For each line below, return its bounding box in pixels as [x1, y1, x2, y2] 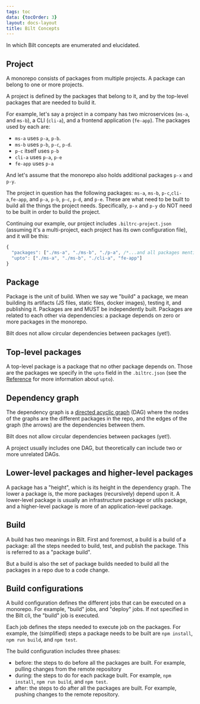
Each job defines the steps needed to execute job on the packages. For [6, 624, 181, 631]
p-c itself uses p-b [14, 147, 60, 155]
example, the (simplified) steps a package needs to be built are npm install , [6, 630, 193, 637]
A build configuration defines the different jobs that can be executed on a [6, 599, 186, 606]
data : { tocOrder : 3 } [6, 14, 58, 20]
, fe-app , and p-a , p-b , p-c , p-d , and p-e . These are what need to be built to [8, 196, 190, 203]
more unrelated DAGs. [6, 451, 61, 457]
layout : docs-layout [6, 20, 58, 26]
